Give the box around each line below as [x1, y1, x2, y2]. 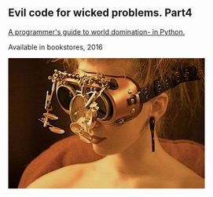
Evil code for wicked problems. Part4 [8, 6, 193, 20]
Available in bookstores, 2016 [8, 42, 104, 52]
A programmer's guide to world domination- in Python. [8, 27, 185, 36]
